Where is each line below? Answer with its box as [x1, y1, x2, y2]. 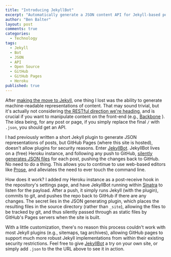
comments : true [5, 26, 38, 32]
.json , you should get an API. [5, 124, 67, 130]
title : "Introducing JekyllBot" [5, 7, 74, 13]
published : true [5, 83, 40, 88]
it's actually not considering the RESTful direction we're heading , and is [5, 108, 155, 114]
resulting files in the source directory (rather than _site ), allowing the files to [5, 203, 166, 209]
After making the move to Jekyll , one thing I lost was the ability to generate [5, 97, 162, 103]
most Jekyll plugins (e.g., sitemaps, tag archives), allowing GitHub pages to [5, 230, 163, 236]
